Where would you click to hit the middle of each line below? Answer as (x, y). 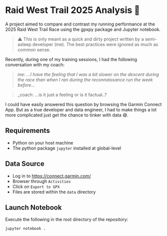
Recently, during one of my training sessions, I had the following (71, 59)
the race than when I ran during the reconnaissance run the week (85, 79)
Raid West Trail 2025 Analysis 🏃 (72, 10)
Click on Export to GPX (36, 186)
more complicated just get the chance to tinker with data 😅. (67, 115)
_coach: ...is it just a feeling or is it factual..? (62, 94)
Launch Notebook (33, 207)
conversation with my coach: (35, 64)
